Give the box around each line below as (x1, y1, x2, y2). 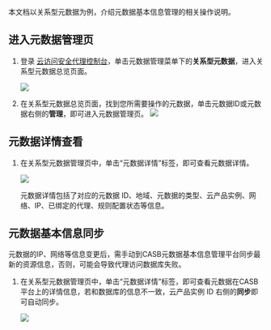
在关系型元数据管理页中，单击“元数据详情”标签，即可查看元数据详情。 (19, 157, 254, 168)
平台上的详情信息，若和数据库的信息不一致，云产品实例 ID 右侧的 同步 (19, 287, 252, 297)
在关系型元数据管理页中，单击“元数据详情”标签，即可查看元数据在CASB (19, 276, 259, 286)
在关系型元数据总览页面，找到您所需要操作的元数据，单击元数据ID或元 (19, 98, 255, 108)
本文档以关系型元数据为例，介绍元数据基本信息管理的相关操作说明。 (8, 7, 235, 16)
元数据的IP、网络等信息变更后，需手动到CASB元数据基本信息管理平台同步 (8, 250, 254, 259)
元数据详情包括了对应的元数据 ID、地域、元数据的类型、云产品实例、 (19, 190, 249, 200)
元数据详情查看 (8, 135, 83, 148)
